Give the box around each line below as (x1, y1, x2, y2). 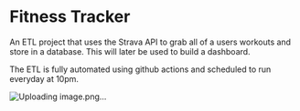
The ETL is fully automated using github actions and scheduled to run (9, 64, 272, 75)
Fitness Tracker (9, 6, 131, 27)
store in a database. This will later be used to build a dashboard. (9, 45, 251, 56)
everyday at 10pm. (9, 73, 80, 84)
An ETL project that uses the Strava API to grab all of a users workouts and (9, 36, 291, 47)
